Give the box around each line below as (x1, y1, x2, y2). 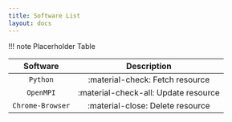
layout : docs (8, 19, 52, 27)
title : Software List (8, 11, 81, 20)
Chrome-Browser (12, 101, 71, 110)
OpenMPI (26, 87, 56, 97)
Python (28, 75, 54, 84)
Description (125, 60, 173, 71)
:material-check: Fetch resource (88, 74, 210, 85)
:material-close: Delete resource (88, 100, 210, 111)
